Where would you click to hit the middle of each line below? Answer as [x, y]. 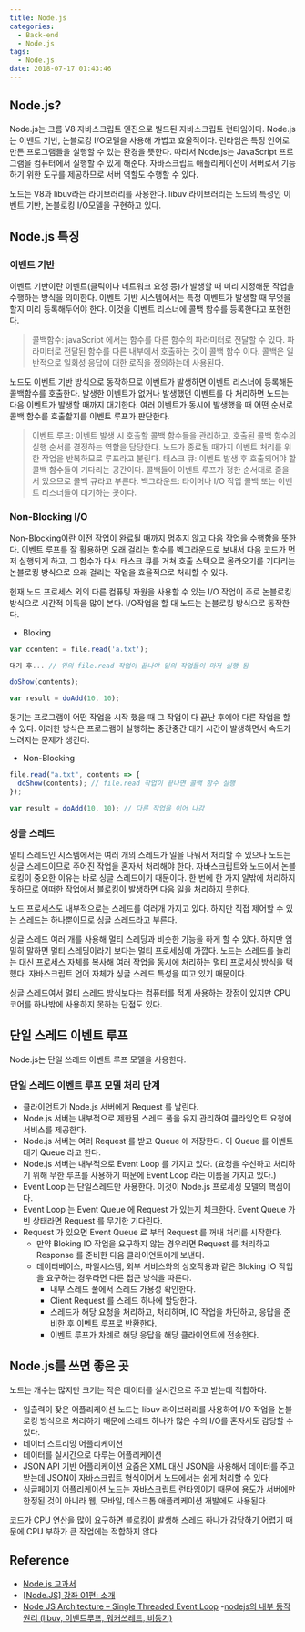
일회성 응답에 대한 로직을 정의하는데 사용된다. [144, 363]
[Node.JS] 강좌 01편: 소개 [69, 1595]
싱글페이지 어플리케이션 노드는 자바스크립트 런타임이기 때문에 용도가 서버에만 [159, 1489]
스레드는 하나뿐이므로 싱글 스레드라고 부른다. [98, 919]
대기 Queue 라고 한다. [62, 1152]
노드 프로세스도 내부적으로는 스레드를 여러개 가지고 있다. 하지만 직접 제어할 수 [147, 908]
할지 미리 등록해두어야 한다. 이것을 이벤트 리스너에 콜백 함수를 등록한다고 [138, 309]
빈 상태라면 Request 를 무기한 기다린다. [92, 1221]
